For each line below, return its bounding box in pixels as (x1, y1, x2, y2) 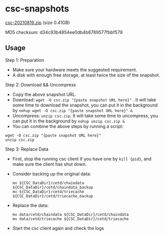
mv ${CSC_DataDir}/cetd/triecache (12, 189, 84, 194)
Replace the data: (12, 202, 49, 208)
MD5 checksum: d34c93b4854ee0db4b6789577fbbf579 (5, 29, 123, 35)
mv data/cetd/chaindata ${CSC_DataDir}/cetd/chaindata (12, 212, 129, 217)
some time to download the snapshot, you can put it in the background (12, 102, 158, 108)
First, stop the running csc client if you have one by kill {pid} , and (12, 155, 152, 161)
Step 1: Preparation (5, 57, 44, 63)
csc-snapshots (5, 3, 69, 14)
